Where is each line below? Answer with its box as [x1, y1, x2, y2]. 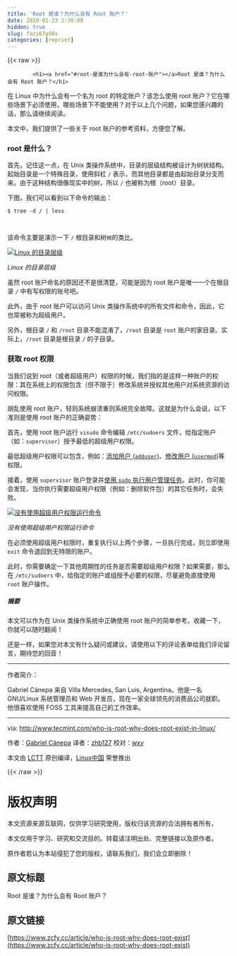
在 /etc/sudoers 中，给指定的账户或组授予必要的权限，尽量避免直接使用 [7, 571, 216, 579]
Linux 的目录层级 [7, 263, 56, 272]
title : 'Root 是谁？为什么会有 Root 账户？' [7, 10, 129, 18]
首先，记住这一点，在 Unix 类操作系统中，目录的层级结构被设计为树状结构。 [7, 161, 228, 169]
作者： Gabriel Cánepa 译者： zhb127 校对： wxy [7, 738, 145, 746]
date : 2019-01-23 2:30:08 [7, 17, 83, 24]
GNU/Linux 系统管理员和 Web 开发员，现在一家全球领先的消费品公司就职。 [7, 694, 224, 703]
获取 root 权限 [7, 354, 54, 364]
